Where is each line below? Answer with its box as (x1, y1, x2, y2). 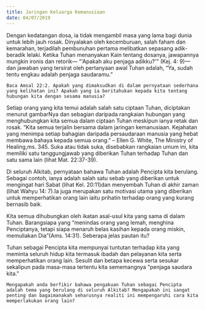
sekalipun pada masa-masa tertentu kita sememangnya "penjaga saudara (6, 263, 193, 270)
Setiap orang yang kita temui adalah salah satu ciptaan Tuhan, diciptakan (6, 104, 191, 111)
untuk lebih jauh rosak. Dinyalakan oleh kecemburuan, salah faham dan (6, 38, 186, 45)
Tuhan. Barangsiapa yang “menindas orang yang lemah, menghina (6, 219, 174, 226)
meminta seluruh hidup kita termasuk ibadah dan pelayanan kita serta (6, 250, 182, 257)
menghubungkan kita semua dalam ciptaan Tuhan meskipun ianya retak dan (6, 117, 198, 124)
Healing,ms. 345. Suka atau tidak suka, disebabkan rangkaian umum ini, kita (6, 143, 199, 150)
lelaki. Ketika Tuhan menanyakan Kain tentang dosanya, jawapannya (26, 51, 199, 58)
